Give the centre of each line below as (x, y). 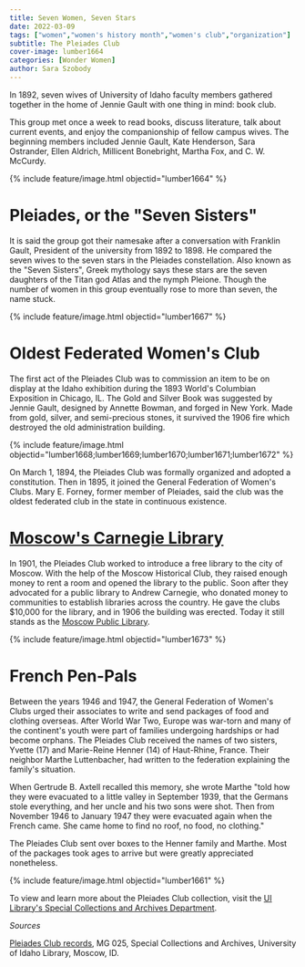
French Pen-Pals (73, 676)
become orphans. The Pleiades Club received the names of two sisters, (143, 740)
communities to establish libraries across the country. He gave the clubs (145, 602)
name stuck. (33, 298)
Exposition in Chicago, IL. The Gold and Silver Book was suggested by (141, 398)
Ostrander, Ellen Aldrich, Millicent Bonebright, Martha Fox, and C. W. (137, 151)
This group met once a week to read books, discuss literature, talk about (145, 122)
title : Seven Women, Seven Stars (73, 18)
